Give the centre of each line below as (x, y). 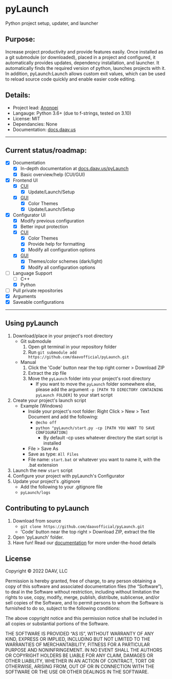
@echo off (46, 423)
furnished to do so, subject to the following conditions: (63, 608)
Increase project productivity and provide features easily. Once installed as (84, 51)
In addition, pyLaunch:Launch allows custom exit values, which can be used (85, 74)
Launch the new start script (42, 470)
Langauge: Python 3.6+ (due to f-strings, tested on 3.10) (72, 113)
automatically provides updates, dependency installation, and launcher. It (82, 63)
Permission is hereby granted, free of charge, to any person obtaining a (81, 581)
